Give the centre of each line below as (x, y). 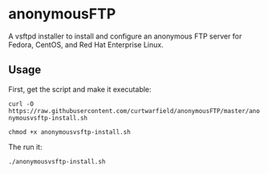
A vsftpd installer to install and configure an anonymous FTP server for (125, 36)
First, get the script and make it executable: (80, 89)
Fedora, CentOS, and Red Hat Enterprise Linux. (86, 44)
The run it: (25, 147)
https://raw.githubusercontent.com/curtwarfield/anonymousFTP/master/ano (134, 111)
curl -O (21, 104)
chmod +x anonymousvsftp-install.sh (69, 132)
